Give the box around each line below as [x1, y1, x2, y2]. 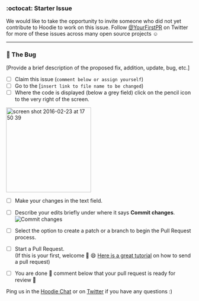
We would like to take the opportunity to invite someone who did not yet [6, 18, 182, 25]
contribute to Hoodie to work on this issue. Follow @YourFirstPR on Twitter [6, 24, 188, 31]
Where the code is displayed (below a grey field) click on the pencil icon [14, 89, 191, 96]
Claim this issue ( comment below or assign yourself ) [14, 75, 144, 82]
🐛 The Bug [6, 50, 37, 59]
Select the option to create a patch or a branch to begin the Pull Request [14, 227, 191, 234]
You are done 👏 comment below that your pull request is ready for [14, 270, 176, 277]
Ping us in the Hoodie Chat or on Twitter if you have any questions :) [6, 288, 173, 295]
